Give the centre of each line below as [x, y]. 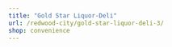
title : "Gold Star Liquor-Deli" [63, 16]
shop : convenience [39, 30]
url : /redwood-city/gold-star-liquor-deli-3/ [86, 23]
